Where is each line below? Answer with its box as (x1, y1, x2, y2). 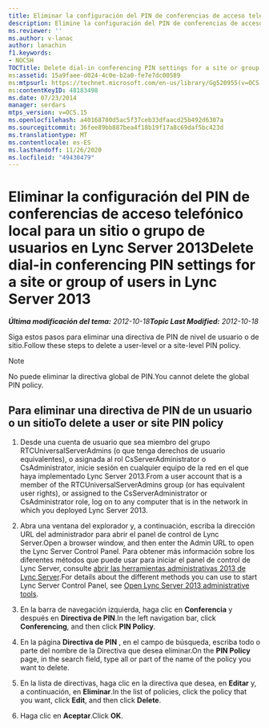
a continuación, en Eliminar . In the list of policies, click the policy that (19, 687, 247, 696)
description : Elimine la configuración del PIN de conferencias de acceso (8, 19, 263, 27)
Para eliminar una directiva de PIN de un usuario (8, 403, 252, 417)
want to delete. (19, 663, 70, 672)
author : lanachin (8, 42, 66, 50)
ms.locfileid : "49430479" (8, 153, 94, 161)
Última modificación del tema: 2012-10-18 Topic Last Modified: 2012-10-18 (8, 317, 259, 326)
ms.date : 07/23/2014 (8, 94, 78, 102)
